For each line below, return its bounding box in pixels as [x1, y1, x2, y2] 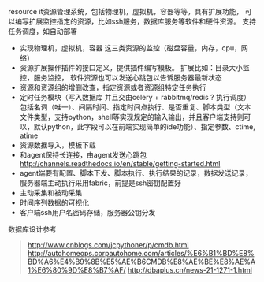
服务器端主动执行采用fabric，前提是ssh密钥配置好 [19, 178, 182, 187]
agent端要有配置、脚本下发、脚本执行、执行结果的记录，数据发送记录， [19, 169, 253, 177]
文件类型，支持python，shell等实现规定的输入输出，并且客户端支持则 [19, 113, 244, 121]
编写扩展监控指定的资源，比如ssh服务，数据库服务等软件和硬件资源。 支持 [14, 17, 256, 26]
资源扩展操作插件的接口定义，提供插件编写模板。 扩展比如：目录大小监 [19, 63, 250, 72]
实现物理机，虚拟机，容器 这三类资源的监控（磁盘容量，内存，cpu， [19, 43, 242, 53]
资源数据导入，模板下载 [19, 140, 96, 150]
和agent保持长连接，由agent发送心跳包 [19, 150, 147, 159]
